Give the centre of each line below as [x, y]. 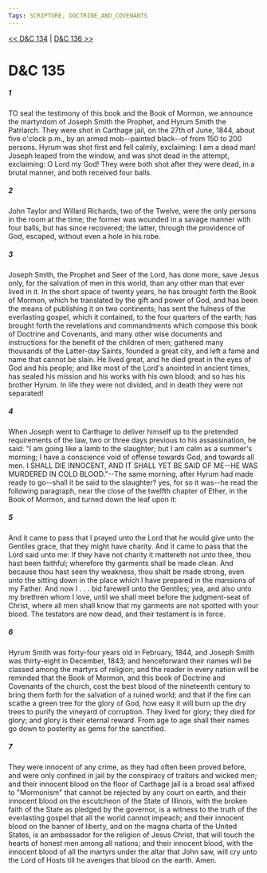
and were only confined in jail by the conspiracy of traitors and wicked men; [133, 775]
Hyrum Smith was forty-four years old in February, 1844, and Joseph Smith [132, 652]
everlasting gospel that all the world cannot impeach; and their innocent [126, 817]
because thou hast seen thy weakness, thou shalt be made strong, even [126, 572]
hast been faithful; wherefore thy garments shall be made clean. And [121, 563]
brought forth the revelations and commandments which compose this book [133, 325]
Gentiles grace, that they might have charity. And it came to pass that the [128, 546]
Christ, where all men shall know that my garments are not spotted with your [133, 605]
